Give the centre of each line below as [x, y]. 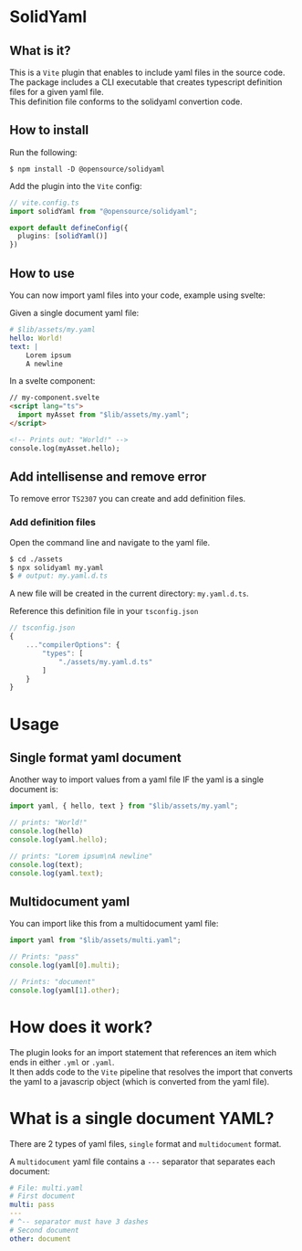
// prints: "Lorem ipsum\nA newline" [81, 856]
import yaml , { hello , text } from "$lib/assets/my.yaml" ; [124, 806]
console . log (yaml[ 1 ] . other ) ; [65, 990]
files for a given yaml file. [57, 92]
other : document [40, 1239]
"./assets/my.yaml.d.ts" [105, 662]
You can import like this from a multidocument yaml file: [114, 924]
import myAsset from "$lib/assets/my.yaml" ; [104, 415]
